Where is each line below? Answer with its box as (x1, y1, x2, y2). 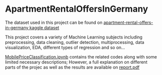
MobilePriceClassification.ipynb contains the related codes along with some (5, 54, 157, 59)
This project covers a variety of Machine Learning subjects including (5, 34, 143, 40)
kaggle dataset (29, 24, 59, 30)
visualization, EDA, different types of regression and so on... (5, 44, 126, 50)
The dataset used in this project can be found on (5, 19, 103, 25)
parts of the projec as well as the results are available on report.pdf (5, 64, 140, 70)
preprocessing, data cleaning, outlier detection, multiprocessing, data (5, 39, 144, 45)
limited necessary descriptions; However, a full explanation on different (5, 59, 147, 65)
